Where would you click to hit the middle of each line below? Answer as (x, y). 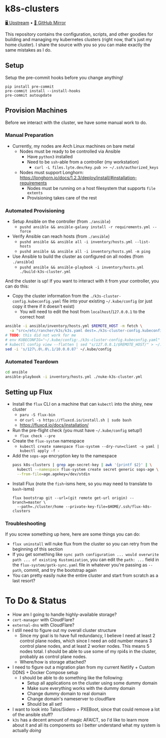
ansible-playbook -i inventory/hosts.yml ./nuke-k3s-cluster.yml (74, 377)
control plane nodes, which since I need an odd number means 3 (86, 641)
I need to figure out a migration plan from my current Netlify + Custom (83, 667)
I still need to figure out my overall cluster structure (64, 630)
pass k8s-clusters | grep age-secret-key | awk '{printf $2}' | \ (82, 465)
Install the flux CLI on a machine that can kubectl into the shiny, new (83, 404)
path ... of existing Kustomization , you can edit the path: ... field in (85, 560)
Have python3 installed (50, 156)
